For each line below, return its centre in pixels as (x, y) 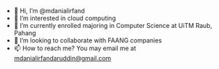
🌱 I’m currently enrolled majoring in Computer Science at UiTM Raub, (113, 25)
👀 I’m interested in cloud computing (65, 18)
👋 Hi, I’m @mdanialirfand (49, 11)
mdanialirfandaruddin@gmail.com (62, 58)
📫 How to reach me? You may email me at (75, 48)
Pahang (25, 33)
